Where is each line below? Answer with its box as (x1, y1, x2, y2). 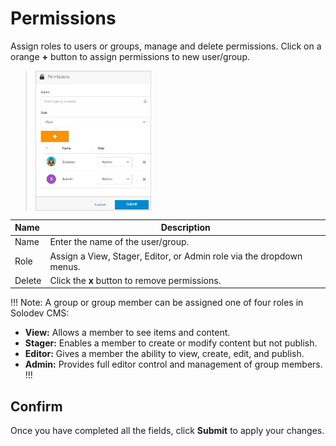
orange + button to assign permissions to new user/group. (10, 50, 250, 62)
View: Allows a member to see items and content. (24, 327, 231, 339)
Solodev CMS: (10, 307, 70, 319)
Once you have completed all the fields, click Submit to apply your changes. (10, 425, 325, 437)
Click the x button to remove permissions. (49, 274, 222, 286)
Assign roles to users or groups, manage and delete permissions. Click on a (10, 40, 322, 52)
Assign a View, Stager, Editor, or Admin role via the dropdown (49, 250, 303, 262)
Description (160, 222, 211, 234)
